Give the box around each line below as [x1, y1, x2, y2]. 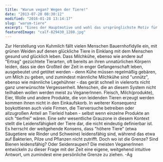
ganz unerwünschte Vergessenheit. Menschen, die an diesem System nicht [5, 85, 156, 90]
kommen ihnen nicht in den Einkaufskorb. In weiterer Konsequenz [5, 100, 137, 106]
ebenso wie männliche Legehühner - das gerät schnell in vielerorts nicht [5, 79, 150, 85]
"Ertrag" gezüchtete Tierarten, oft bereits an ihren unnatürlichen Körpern [5, 59, 151, 64]
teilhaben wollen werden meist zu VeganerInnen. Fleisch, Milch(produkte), [5, 90, 154, 95]
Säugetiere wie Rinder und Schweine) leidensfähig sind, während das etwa [5, 131, 155, 137]
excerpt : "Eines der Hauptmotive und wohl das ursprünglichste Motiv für [5, 25, 158, 30]
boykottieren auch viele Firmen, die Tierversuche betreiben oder [5, 105, 135, 111]
